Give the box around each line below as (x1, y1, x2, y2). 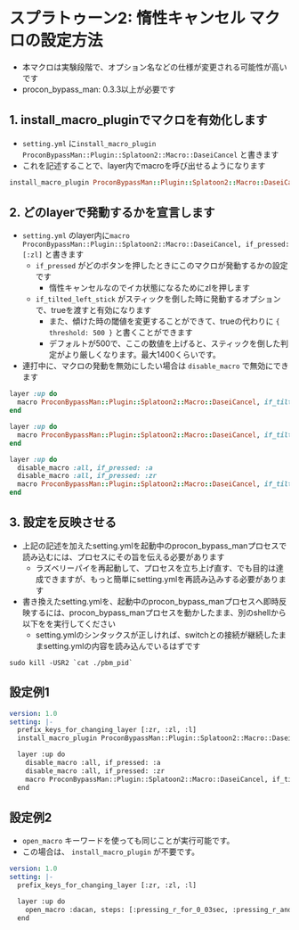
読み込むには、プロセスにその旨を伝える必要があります (21, 551, 225, 562)
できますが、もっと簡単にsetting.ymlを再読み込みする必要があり (43, 573, 279, 584)
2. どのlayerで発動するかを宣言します (9, 205, 215, 220)
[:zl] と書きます (21, 249, 85, 259)
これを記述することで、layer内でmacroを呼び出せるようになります (21, 160, 266, 170)
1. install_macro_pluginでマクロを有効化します (9, 112, 268, 128)
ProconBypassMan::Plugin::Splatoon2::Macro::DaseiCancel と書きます (21, 149, 279, 160)
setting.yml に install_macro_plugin (21, 137, 157, 148)
